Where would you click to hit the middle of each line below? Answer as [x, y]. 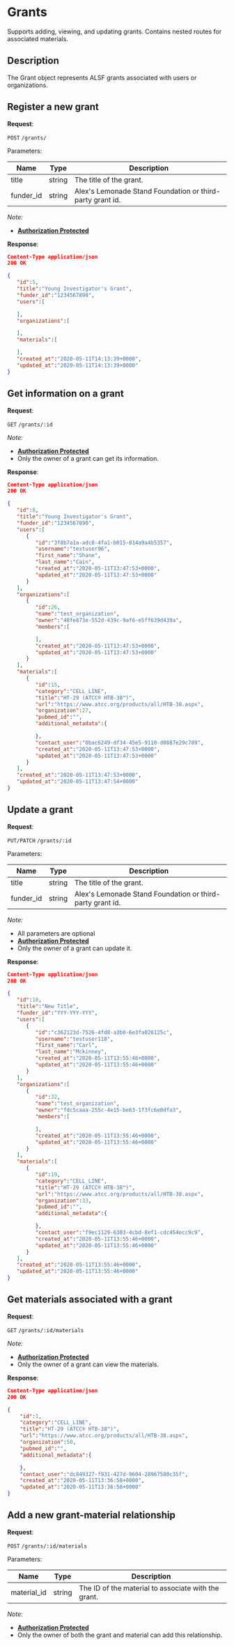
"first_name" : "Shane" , [68, 556]
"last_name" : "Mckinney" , [71, 1052]
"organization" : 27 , [63, 711]
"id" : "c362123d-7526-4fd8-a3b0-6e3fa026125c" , [104, 1032]
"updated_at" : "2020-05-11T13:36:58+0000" [80, 1487]
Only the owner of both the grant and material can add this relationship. [120, 1635]
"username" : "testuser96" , [73, 549]
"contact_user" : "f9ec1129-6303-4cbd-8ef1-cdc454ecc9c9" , [119, 1233]
